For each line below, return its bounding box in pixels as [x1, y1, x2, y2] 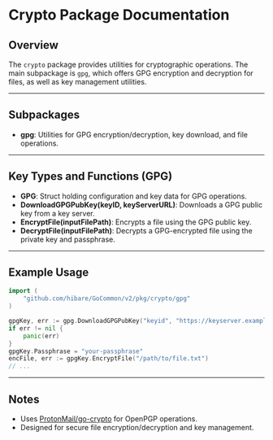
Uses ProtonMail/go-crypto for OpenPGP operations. [19, 414, 197, 424]
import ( [8, 287, 38, 295]
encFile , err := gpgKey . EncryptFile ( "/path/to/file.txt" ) [8, 355, 209, 363]
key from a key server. [19, 208, 95, 218]
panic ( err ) [23, 332, 60, 340]
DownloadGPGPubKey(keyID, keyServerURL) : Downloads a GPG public [19, 199, 262, 209]
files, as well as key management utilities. [8, 77, 147, 86]
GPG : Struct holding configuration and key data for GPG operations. [19, 191, 248, 201]
